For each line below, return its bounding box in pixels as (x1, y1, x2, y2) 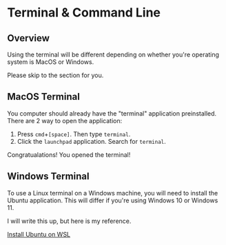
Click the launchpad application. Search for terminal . (17, 137, 167, 145)
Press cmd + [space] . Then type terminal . (17, 129, 131, 138)
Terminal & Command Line (7, 5, 161, 21)
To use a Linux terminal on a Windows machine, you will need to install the (7, 189, 218, 197)
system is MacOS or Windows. (7, 58, 94, 66)
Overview (7, 32, 50, 44)
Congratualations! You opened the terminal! (7, 150, 131, 159)
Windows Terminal (7, 171, 90, 182)
